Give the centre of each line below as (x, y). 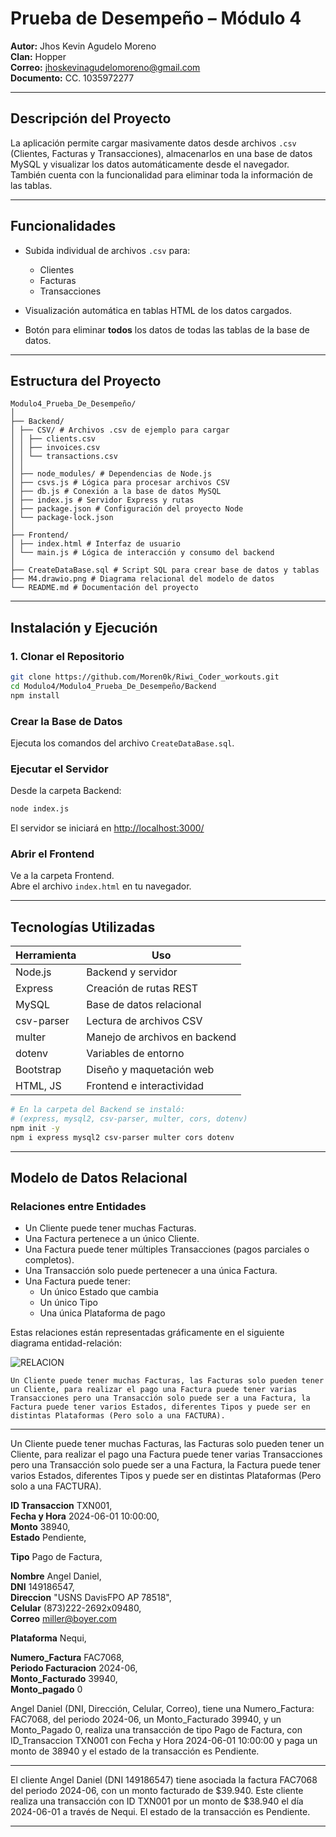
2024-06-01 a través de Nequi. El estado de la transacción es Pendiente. (160, 1812)
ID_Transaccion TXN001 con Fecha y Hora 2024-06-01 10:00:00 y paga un (164, 1741)
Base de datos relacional (144, 1005)
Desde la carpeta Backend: (66, 791)
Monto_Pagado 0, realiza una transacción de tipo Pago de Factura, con (156, 1730)
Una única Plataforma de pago (102, 1313)
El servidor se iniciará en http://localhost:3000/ (107, 828)
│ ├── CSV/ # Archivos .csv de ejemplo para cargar (120, 430)
